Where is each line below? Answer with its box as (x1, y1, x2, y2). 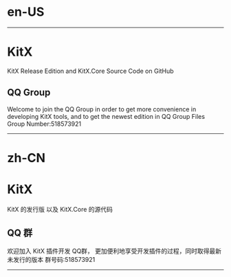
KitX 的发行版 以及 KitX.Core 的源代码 (7, 205, 113, 213)
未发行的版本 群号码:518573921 (7, 255, 96, 263)
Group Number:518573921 (7, 120, 82, 128)
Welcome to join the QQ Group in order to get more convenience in (7, 104, 197, 113)
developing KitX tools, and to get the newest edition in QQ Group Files (7, 112, 205, 120)
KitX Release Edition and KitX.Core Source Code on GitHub (7, 67, 174, 75)
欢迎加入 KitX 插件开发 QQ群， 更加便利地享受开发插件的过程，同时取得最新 (7, 247, 222, 255)
